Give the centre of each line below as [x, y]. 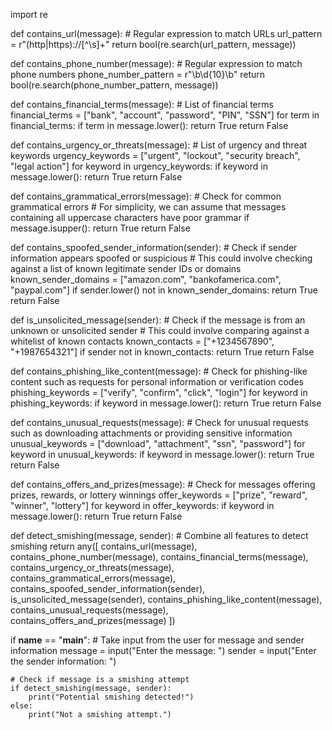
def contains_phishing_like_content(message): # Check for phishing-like [159, 371]
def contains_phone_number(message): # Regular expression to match [156, 63]
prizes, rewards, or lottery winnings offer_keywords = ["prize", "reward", [159, 495]
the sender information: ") [63, 661]
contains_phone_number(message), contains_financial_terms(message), [159, 557]
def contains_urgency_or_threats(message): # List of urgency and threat [159, 145]
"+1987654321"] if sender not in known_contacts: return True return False [162, 352]
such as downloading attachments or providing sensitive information [151, 433]
